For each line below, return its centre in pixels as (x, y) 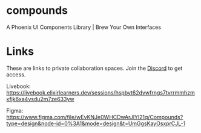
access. (16, 74)
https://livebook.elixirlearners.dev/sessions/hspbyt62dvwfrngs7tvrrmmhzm (100, 92)
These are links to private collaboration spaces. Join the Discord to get (94, 68)
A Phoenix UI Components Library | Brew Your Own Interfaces (84, 27)
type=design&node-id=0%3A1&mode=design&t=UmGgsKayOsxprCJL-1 (96, 123)
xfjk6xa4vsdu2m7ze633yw (40, 99)
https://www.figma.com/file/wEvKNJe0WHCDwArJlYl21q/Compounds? (95, 117)
